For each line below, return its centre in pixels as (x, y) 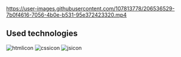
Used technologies (42, 34)
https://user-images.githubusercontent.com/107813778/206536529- (90, 9)
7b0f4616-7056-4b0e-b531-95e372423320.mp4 (67, 15)
